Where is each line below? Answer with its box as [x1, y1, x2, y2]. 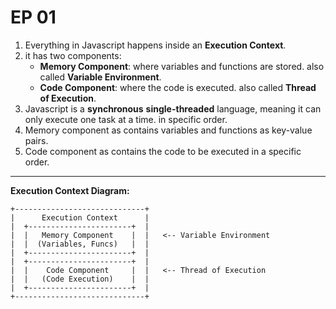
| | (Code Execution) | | [10, 274, 150, 284]
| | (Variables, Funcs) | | [10, 239, 150, 249]
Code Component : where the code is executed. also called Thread [39, 81, 317, 93]
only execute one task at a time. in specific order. [24, 113, 228, 125]
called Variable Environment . [39, 71, 162, 83]
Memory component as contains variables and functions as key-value [24, 124, 313, 136]
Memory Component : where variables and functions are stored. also [39, 60, 325, 72]
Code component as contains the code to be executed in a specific [24, 145, 302, 157]
